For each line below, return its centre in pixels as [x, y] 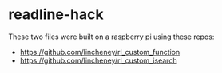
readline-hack [56, 15]
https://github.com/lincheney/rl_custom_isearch [98, 60]
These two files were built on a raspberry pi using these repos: [111, 36]
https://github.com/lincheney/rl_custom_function [100, 52]
